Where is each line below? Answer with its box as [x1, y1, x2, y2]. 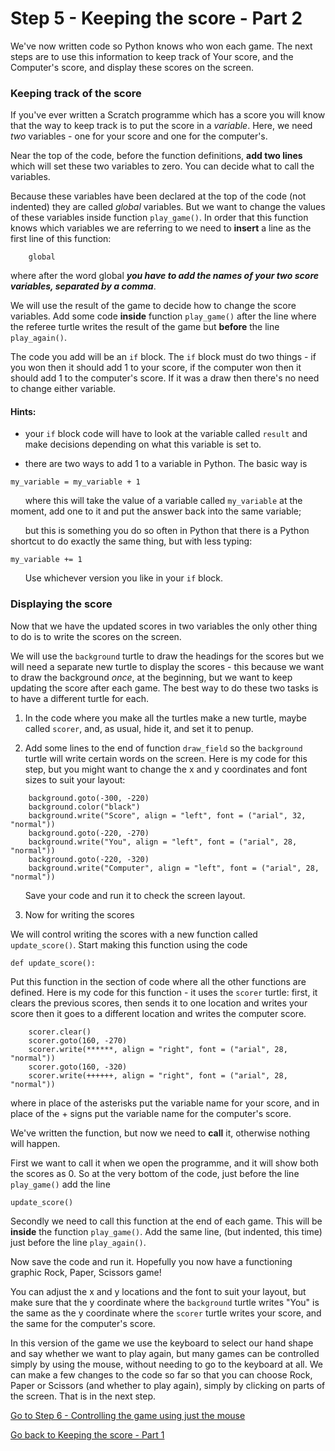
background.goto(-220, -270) [28, 828, 150, 838]
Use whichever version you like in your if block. [24, 572, 224, 584]
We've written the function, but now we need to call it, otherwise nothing [10, 1127, 311, 1139]
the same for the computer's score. [10, 1317, 156, 1329]
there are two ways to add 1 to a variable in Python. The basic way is [24, 458, 308, 470]
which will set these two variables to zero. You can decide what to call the [10, 160, 315, 172]
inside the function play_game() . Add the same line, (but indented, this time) [10, 1225, 323, 1237]
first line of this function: [10, 233, 112, 245]
